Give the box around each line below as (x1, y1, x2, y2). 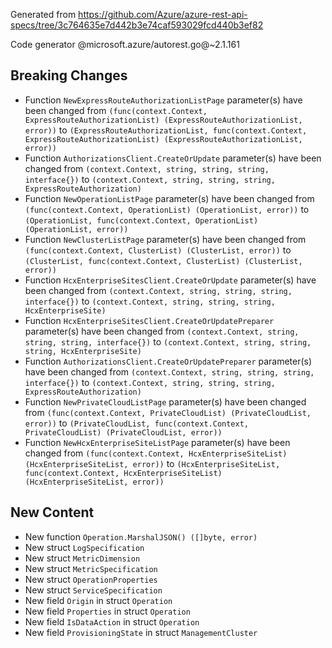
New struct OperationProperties (24, 573, 158, 585)
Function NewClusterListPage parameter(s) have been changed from (24, 233, 307, 245)
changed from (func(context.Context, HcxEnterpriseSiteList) (24, 447, 288, 459)
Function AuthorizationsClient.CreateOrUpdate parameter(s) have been (24, 152, 322, 164)
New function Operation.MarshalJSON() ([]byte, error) (24, 530, 258, 543)
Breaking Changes (10, 67, 128, 84)
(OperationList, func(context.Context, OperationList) (24, 215, 259, 226)
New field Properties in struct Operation (24, 605, 191, 617)
